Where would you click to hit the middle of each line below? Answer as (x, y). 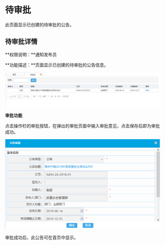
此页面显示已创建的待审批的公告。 (40, 25)
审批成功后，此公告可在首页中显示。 (42, 238)
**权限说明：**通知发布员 (31, 54)
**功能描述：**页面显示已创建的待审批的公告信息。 (57, 65)
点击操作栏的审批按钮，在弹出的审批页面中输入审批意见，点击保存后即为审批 (82, 125)
